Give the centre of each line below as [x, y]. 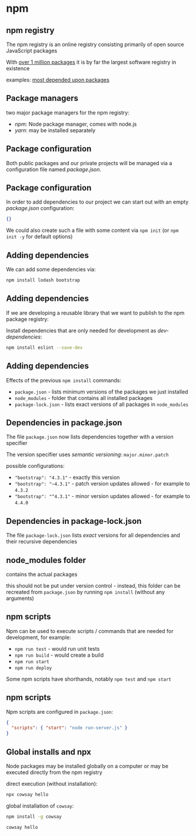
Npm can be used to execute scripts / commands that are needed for [90, 631]
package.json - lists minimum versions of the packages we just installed [101, 392]
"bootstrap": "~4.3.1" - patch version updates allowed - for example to [102, 484]
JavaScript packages [32, 51]
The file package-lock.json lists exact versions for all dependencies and [93, 535]
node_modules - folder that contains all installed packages [84, 398]
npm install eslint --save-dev [44, 347]
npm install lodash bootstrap [43, 280]
